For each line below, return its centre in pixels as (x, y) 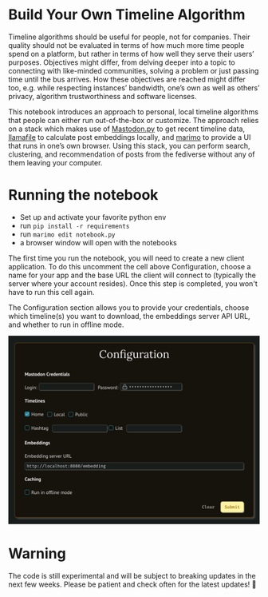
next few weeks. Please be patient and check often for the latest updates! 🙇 (132, 584)
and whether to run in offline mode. (66, 324)
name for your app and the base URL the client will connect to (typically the (132, 275)
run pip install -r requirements (75, 225)
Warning (37, 554)
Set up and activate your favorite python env (93, 217)
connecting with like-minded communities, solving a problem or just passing (134, 70)
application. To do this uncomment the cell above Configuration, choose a (130, 266)
